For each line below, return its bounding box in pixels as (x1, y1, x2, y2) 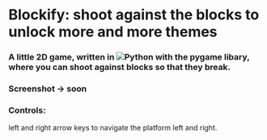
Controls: (8, 105, 46, 116)
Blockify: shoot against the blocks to (8, 6, 260, 24)
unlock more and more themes (8, 23, 218, 41)
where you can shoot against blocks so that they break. (8, 62, 231, 73)
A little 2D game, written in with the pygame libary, (8, 51, 250, 63)
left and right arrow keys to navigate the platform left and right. (8, 123, 218, 133)
